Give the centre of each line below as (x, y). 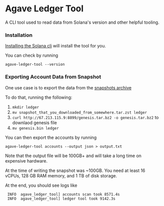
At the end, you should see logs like (41, 185)
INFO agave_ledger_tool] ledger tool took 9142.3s (61, 199)
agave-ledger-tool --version (35, 65)
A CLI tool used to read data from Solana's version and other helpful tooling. (82, 22)
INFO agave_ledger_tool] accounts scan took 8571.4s (64, 194)
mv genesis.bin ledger (35, 128)
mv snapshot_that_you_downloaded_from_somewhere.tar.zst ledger (80, 112)
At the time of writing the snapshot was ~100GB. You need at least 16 (75, 170)
